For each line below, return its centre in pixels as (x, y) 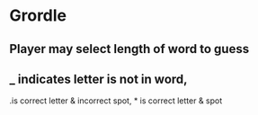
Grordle (38, 16)
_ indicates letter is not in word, (98, 79)
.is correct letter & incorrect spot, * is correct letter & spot (116, 101)
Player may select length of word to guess (129, 49)
